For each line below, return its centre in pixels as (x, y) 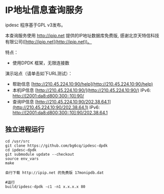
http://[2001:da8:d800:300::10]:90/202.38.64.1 (60, 112)
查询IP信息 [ (25, 101)
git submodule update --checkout (40, 154)
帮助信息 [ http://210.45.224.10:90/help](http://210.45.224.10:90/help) (82, 84)
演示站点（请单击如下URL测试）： (39, 73)
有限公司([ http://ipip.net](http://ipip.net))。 (48, 42)
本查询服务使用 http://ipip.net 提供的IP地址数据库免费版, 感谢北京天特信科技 (82, 35)
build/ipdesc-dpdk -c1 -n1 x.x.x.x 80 (45, 187)
